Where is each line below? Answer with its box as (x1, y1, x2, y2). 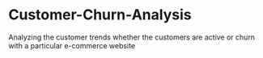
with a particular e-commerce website (8, 40, 136, 50)
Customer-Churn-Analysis (8, 6, 192, 24)
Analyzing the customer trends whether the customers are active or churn (8, 32, 256, 42)
